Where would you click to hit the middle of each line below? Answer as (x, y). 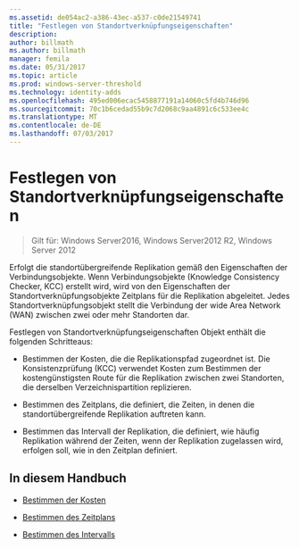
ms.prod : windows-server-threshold (75, 84)
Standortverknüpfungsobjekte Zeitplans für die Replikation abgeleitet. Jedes (149, 295)
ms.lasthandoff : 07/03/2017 (62, 134)
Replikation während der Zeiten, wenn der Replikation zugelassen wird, (153, 440)
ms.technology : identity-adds (66, 92)
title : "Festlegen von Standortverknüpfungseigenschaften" (121, 26)
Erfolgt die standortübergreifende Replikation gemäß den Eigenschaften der (149, 267)
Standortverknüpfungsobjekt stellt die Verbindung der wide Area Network (145, 305)
